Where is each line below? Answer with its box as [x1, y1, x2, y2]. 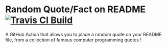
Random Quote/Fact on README [5, 4, 146, 15]
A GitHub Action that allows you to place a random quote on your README [5, 31, 162, 37]
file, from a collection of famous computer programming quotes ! [5, 37, 142, 43]
